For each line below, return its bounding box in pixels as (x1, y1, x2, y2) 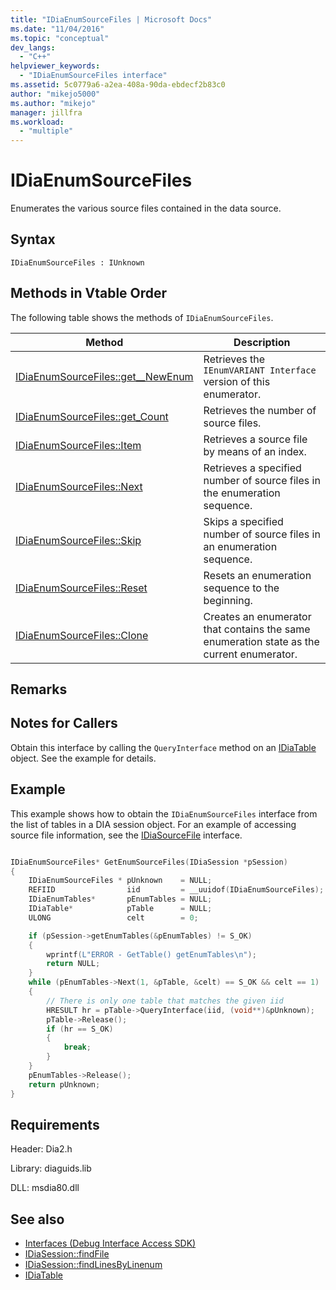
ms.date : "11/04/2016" (10, 24, 105, 34)
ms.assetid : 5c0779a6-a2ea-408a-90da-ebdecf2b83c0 (10, 80, 226, 90)
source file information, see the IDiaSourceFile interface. (10, 829, 243, 841)
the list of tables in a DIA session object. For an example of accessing (10, 818, 297, 830)
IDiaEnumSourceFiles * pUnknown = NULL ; (28, 876, 213, 886)
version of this (203, 374, 271, 388)
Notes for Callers (10, 715, 118, 732)
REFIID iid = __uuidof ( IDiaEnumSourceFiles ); (28, 885, 325, 895)
